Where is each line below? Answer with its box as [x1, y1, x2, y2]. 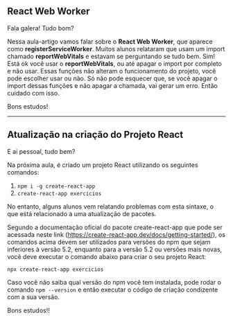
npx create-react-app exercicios [7, 266, 104, 273]
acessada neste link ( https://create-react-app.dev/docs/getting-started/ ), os [7, 230, 225, 238]
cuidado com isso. [7, 89, 60, 97]
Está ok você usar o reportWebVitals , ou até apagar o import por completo [7, 59, 222, 68]
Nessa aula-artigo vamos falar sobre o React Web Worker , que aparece [7, 37, 213, 46]
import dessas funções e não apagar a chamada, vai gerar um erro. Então [7, 81, 218, 89]
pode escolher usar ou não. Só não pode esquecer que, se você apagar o [7, 74, 218, 82]
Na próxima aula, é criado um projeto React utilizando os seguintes [7, 161, 199, 169]
